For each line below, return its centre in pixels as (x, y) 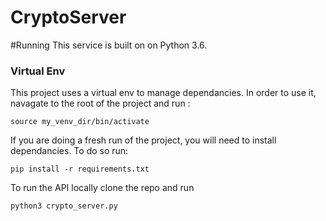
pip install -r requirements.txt (80, 169)
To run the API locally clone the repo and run (102, 188)
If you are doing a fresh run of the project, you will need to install (143, 140)
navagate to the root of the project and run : (100, 103)
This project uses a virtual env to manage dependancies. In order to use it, (163, 93)
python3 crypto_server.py (64, 206)
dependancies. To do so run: (69, 151)
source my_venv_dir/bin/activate (80, 122)
